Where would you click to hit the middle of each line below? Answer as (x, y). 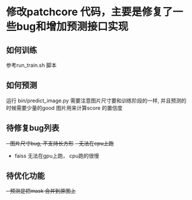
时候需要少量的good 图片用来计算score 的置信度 (64, 108)
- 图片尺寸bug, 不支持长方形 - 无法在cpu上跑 (60, 143)
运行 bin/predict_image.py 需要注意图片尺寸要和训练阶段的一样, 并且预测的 (96, 101)
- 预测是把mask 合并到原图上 (41, 191)
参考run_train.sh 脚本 (31, 65)
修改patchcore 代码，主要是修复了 (90, 12)
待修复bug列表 (33, 128)
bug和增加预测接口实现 (73, 27)
